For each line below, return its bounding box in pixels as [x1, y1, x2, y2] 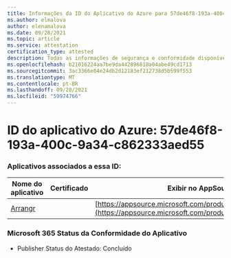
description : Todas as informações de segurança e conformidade [7, 55, 195, 62]
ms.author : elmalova [7, 16, 67, 23]
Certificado [50, 183, 89, 193]
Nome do [11, 179, 43, 189]
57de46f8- [159, 123, 223, 138]
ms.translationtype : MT [7, 73, 76, 81]
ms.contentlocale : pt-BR [7, 80, 78, 87]
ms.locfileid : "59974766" [7, 93, 81, 100]
